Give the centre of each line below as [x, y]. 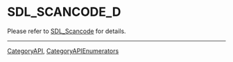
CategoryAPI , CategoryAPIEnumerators [63, 51]
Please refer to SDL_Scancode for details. [67, 31]
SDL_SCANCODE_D [64, 12]
